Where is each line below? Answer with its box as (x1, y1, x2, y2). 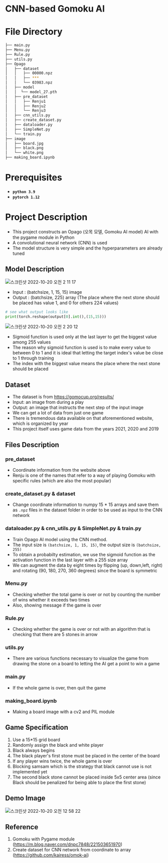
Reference (5, 823, 39, 831)
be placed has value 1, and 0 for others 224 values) (12, 300, 119, 306)
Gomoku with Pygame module (12, 836, 75, 842)
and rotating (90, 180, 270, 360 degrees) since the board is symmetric (12, 567, 157, 573)
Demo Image (5, 794, 46, 803)
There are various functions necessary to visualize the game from (12, 655, 149, 661)
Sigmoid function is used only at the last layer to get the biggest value (12, 334, 157, 340)
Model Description (5, 265, 64, 274)
